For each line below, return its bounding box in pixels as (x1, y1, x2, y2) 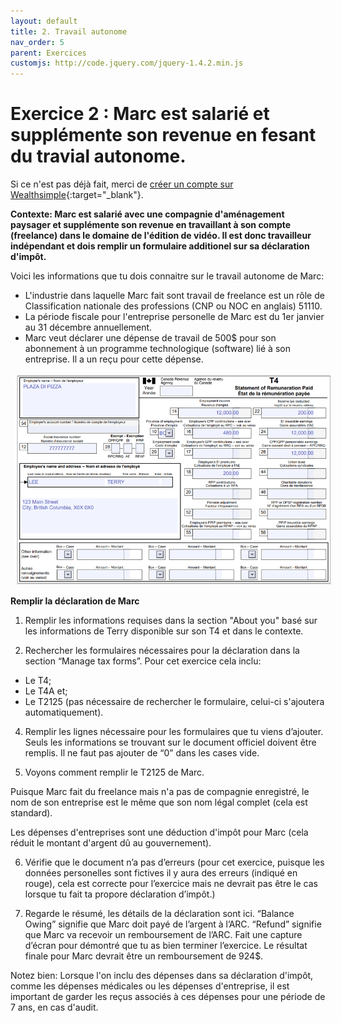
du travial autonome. (10, 145, 187, 168)
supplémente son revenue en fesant (10, 124, 317, 147)
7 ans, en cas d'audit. (10, 1001, 99, 1014)
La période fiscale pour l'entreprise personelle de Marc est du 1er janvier (24, 311, 325, 323)
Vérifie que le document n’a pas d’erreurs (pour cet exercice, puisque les (24, 856, 325, 869)
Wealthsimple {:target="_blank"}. (10, 189, 144, 201)
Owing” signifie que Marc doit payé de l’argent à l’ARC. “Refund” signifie (24, 918, 322, 930)
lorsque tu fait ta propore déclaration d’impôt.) (24, 888, 216, 900)
